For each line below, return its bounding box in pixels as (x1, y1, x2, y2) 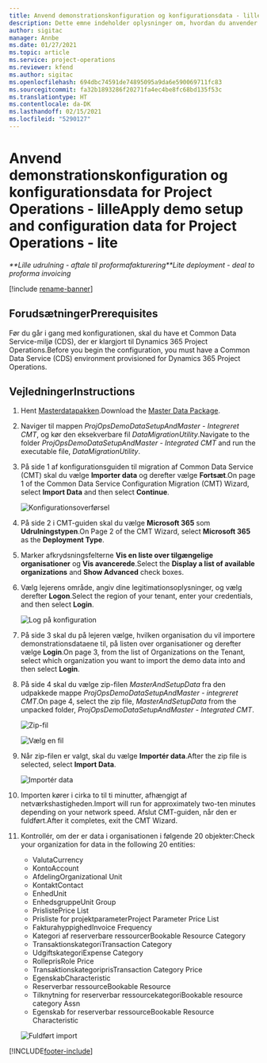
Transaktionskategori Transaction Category (32, 940, 173, 949)
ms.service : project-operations (9, 56, 116, 64)
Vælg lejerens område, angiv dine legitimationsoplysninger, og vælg (20, 583, 242, 592)
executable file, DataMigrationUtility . (20, 447, 141, 456)
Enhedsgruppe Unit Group (32, 898, 116, 907)
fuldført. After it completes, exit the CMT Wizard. (20, 816, 177, 825)
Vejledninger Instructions (9, 385, 135, 398)
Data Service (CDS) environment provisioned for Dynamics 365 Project (9, 353, 241, 363)
